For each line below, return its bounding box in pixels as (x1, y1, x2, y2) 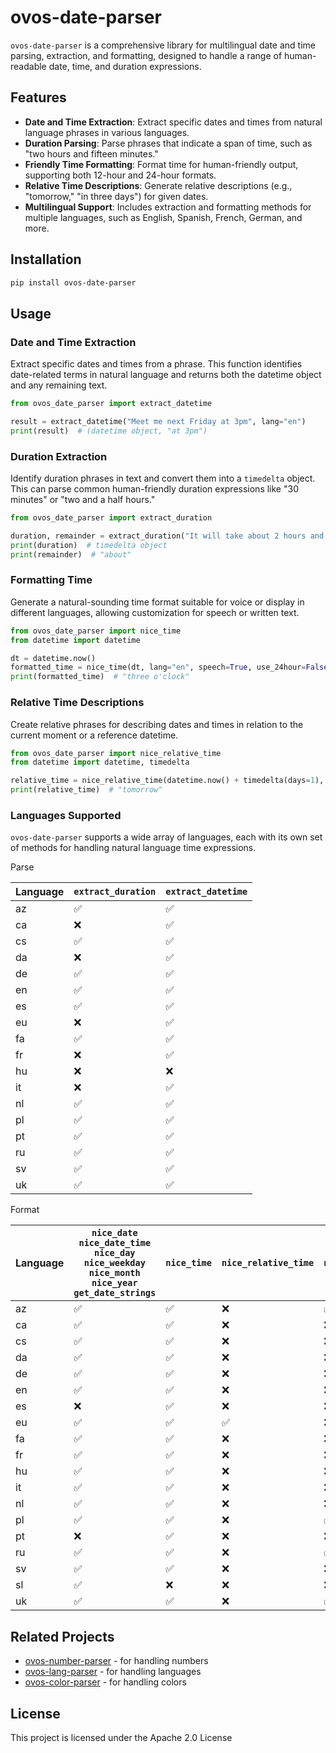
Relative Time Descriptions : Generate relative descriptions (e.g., (24, 179, 293, 191)
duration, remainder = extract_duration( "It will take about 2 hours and (10, 531, 325, 541)
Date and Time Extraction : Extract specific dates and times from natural (24, 116, 323, 128)
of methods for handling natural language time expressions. (10, 842, 257, 854)
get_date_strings (73, 1287, 157, 1299)
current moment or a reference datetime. (10, 729, 179, 741)
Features (10, 89, 67, 106)
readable (10, 60, 47, 72)
